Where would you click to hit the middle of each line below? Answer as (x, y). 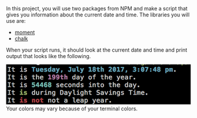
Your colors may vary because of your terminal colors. (72, 109)
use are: (16, 21)
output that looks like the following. (49, 56)
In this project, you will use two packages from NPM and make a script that (97, 9)
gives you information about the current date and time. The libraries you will (98, 15)
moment (25, 32)
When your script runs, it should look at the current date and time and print (97, 50)
